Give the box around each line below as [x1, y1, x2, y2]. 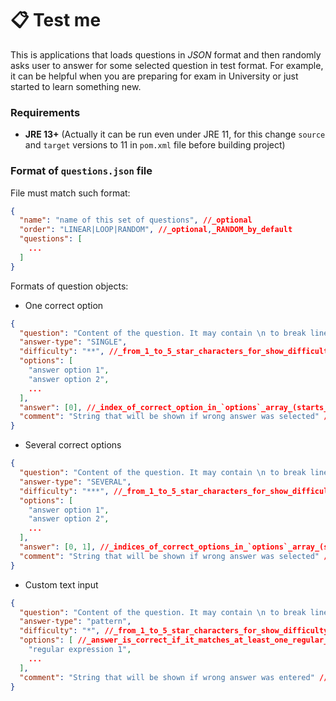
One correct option [24, 299, 104, 311]
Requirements [10, 105, 81, 119]
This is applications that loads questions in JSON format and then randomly [10, 48, 322, 61]
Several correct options [24, 439, 122, 451]
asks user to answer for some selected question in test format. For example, [10, 59, 324, 71]
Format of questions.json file [10, 164, 153, 178]
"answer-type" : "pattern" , [19, 617, 132, 627]
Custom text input [24, 578, 99, 591]
